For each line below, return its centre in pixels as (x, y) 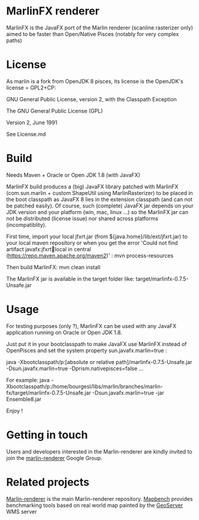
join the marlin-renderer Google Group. (55, 458)
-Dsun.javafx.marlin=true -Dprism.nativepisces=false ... (75, 368)
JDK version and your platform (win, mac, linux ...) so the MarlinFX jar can (97, 212)
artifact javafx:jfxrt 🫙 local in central (49, 249)
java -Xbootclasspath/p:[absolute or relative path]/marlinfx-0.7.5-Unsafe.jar (99, 362)
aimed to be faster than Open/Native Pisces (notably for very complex (93, 34)
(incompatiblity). (26, 225)
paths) (14, 40)
